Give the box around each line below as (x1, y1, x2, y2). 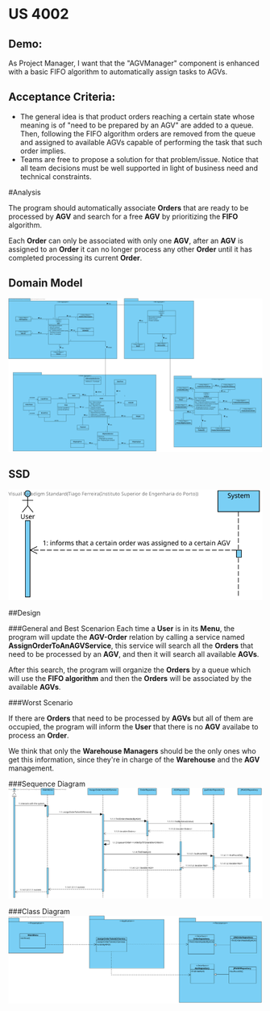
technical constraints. (19, 171, 92, 182)
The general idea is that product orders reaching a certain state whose (19, 111, 255, 121)
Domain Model (8, 276, 83, 290)
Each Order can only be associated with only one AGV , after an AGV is (8, 236, 244, 245)
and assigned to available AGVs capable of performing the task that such (19, 137, 263, 147)
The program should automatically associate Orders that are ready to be (8, 203, 249, 212)
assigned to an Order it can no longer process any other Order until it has (8, 244, 252, 254)
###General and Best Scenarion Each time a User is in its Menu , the (8, 623, 235, 633)
